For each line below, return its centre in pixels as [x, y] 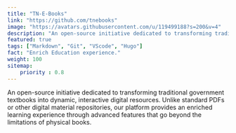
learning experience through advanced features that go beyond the [105, 114]
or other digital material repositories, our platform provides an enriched [110, 107]
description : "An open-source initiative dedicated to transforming [110, 33]
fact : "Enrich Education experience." [64, 53]
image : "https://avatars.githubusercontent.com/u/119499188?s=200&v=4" [114, 27]
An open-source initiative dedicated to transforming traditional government [116, 92]
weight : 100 [25, 59]
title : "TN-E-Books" [38, 14]
